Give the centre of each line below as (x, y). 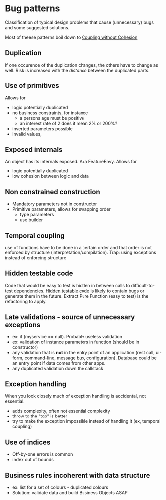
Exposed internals (34, 149)
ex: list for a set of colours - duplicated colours (60, 487)
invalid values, (27, 134)
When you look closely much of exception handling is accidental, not (76, 396)
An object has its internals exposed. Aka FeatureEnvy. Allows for (71, 162)
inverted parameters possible (42, 128)
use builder (31, 220)
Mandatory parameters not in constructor (55, 204)
